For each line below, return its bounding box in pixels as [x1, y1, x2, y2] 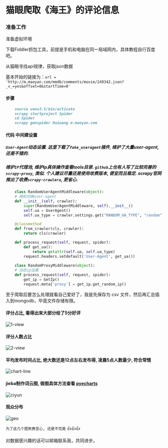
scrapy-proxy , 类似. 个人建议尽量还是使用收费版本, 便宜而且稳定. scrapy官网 [5, 170, 162, 176]
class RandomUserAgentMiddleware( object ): [14, 189, 104, 195]
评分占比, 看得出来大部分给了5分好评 [5, 310, 81, 316]
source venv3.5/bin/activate [14, 106, 75, 111]
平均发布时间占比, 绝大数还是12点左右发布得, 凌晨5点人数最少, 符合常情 [5, 357, 152, 363]
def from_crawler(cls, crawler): [14, 226, 84, 231]
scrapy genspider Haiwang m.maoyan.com [14, 120, 98, 125]
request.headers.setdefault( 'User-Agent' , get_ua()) [23, 254, 136, 259]
